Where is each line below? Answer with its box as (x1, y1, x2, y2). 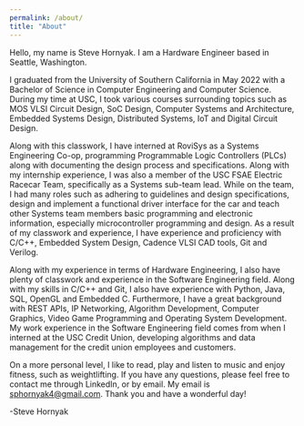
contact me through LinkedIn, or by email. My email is (9, 379, 211, 390)
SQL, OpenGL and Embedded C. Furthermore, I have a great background (9, 293, 282, 304)
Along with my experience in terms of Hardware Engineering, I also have (9, 264, 280, 275)
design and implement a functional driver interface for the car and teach (9, 198, 280, 209)
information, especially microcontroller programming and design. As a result (9, 218, 295, 228)
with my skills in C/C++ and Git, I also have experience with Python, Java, (9, 283, 286, 294)
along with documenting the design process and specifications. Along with (9, 159, 289, 170)
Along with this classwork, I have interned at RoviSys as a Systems (9, 140, 259, 151)
